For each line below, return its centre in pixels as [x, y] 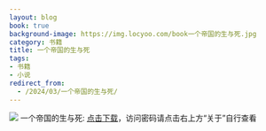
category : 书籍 [36, 42]
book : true [29, 26]
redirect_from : [37, 83]
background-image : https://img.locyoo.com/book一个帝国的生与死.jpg [133, 34]
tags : [19, 58]
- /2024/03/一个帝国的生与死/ [67, 91]
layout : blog [33, 17]
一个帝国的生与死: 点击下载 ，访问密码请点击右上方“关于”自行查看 [138, 118]
